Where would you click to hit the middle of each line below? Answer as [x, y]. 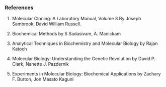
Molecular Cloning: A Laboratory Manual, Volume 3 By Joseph [76, 19]
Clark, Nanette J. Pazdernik [40, 64]
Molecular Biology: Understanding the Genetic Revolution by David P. [84, 59]
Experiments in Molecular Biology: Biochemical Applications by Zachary [87, 74]
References [19, 8]
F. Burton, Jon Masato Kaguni [43, 79]
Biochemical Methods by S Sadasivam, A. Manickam [66, 34]
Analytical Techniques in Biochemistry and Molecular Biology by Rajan [85, 43]
